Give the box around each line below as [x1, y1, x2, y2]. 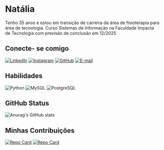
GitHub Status [5, 99, 49, 107]
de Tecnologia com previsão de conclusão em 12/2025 [5, 30, 117, 36]
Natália [5, 3, 35, 15]
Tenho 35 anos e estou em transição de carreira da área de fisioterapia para [5, 20, 160, 26]
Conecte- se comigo [5, 44, 69, 53]
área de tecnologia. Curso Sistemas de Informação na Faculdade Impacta [5, 25, 154, 30]
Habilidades [5, 72, 43, 80]
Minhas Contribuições [5, 126, 75, 135]
